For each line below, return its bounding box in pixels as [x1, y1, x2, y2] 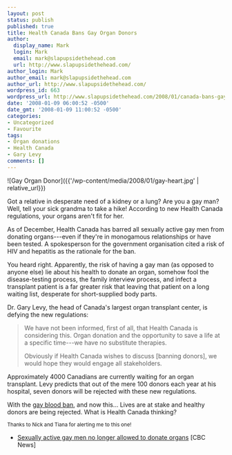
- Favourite [7, 125, 41, 132]
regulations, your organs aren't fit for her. [7, 212, 124, 220]
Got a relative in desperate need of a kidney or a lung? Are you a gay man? [7, 197, 220, 205]
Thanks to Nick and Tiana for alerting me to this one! [7, 421, 132, 428]
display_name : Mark [13, 42, 70, 49]
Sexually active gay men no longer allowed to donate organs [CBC [17, 433, 206, 441]
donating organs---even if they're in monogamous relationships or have [7, 232, 212, 241]
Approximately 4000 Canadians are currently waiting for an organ [7, 372, 195, 381]
